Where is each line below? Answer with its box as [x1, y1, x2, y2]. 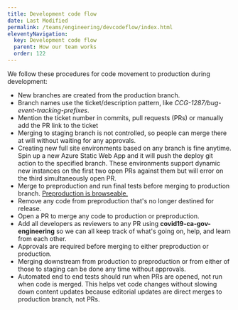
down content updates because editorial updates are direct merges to [17, 287, 222, 296]
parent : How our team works [13, 43, 97, 50]
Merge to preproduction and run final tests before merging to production [17, 181, 230, 190]
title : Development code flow [7, 10, 97, 18]
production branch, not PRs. [17, 294, 101, 303]
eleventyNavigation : [7, 30, 69, 38]
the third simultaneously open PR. [17, 173, 117, 182]
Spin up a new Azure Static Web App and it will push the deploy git [17, 151, 213, 160]
